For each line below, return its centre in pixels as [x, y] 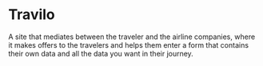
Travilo [32, 15]
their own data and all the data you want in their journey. [101, 53]
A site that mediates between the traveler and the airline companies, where [132, 37]
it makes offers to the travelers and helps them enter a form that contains [129, 45]
